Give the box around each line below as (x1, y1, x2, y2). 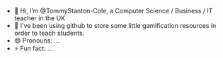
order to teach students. (13, 29, 85, 37)
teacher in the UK (13, 14, 66, 22)
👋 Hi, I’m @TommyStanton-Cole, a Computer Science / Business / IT (13, 7, 213, 15)
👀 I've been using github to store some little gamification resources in (13, 22, 217, 29)
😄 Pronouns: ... (13, 36, 60, 45)
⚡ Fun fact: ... (13, 44, 53, 52)
